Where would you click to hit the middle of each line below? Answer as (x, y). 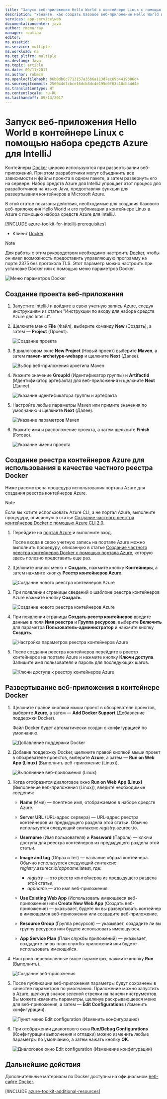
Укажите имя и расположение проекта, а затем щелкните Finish (81, 430)
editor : (13, 38)
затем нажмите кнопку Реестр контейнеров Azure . (67, 573)
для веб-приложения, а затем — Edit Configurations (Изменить (80, 1004)
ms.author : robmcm (24, 75)
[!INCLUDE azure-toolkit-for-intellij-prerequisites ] (56, 224)
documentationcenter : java (33, 24)
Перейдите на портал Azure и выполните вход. (62, 532)
